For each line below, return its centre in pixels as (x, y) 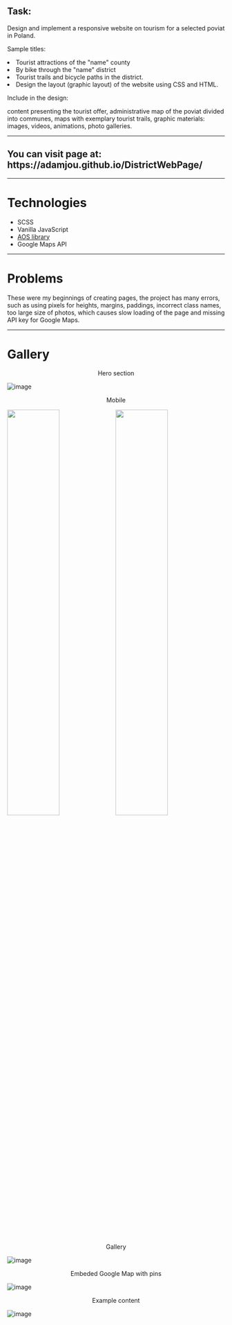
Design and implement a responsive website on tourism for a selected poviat (116, 28)
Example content (116, 1301)
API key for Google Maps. (43, 320)
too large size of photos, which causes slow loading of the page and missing (116, 312)
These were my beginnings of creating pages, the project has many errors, (114, 298)
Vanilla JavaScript (43, 229)
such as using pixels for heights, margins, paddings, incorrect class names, (114, 305)
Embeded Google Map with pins (116, 1274)
